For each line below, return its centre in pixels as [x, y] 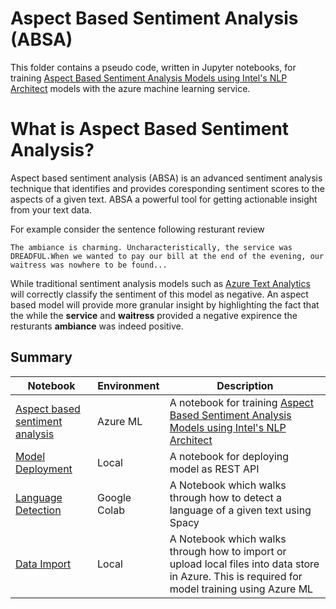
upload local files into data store [244, 564]
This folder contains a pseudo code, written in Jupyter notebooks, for [153, 67]
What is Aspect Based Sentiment [150, 129]
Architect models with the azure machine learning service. [130, 88]
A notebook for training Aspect [241, 402]
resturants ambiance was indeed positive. [97, 326]
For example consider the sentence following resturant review [137, 229]
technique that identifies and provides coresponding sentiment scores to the [167, 188]
